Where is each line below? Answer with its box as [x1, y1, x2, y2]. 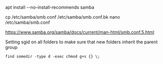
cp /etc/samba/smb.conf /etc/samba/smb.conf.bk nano [5, 14, 120, 20]
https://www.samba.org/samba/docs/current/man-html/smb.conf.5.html [5, 29, 154, 35]
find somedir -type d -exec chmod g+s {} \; [5, 54, 100, 59]
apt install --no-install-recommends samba [5, 5, 95, 10]
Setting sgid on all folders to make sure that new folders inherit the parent [5, 39, 158, 45]
